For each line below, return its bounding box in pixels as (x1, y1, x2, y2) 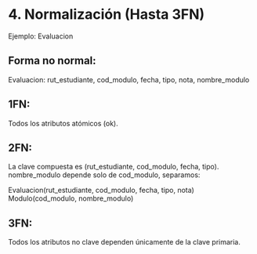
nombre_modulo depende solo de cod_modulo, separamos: (8, 170, 201, 180)
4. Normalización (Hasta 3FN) (8, 5, 205, 24)
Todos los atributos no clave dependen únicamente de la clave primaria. (8, 238, 241, 247)
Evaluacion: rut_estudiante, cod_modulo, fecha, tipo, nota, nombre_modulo (8, 74, 250, 84)
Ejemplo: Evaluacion (8, 31, 74, 41)
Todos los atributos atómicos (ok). (8, 118, 119, 128)
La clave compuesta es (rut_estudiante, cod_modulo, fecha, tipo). (8, 162, 219, 172)
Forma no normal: (8, 54, 96, 67)
